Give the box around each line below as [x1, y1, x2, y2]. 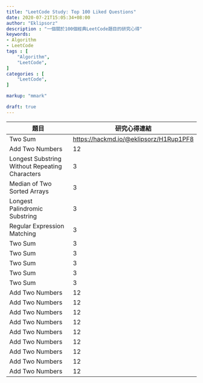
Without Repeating [9, 162, 62, 170]
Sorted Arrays [9, 187, 50, 195]
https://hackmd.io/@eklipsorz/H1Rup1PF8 [72, 134, 194, 143]
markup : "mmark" [6, 93, 47, 99]
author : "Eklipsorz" [6, 20, 59, 26]
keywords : [6, 31, 31, 38]
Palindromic [9, 204, 43, 212]
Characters [9, 169, 41, 178]
